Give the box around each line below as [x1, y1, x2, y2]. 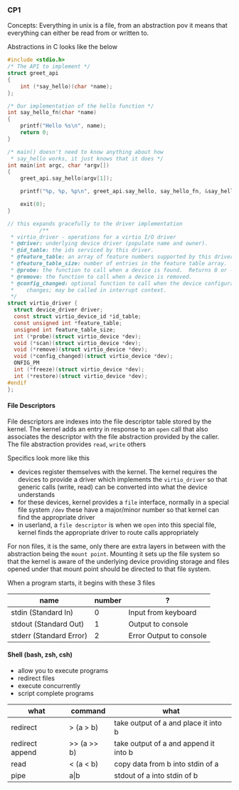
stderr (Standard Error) [11, 630, 87, 640]
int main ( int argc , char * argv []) [7, 162, 110, 169]
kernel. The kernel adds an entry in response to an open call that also [7, 424, 208, 433]
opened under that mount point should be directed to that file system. [7, 565, 211, 573]
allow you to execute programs [17, 666, 109, 674]
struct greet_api [7, 70, 59, 77]
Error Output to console [128, 630, 207, 640]
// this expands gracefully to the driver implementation [7, 220, 183, 227]
